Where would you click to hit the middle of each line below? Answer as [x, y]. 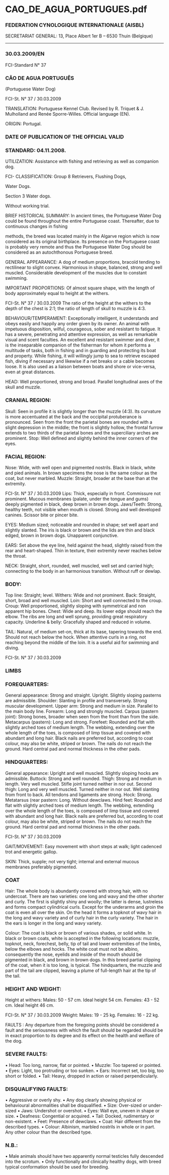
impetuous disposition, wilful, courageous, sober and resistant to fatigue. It [83, 329]
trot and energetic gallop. [31, 852]
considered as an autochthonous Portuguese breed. [59, 252]
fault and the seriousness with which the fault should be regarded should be [84, 1030]
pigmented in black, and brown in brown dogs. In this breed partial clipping [83, 960]
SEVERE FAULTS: [26, 1054]
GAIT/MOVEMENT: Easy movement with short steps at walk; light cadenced [83, 846]
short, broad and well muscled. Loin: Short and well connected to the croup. [84, 601]
